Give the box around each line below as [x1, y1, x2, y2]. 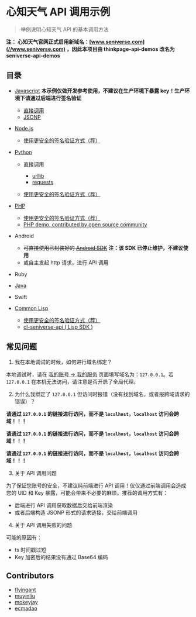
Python [14, 149, 32, 156]
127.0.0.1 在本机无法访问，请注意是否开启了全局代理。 [6, 378, 139, 385]
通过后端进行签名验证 [30, 94, 82, 101]
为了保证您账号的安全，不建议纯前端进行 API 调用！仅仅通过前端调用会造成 [6, 482, 187, 489]
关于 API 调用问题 [14, 469, 57, 477]
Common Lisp [14, 305, 49, 312]
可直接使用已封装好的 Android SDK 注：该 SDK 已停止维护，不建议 [23, 244, 183, 251]
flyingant [14, 586, 36, 594]
